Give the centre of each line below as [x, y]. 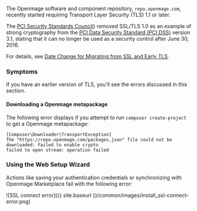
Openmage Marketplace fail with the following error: [69, 184]
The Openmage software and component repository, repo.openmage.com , [94, 9]
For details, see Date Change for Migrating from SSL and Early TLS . [88, 56]
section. [16, 91]
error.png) [19, 201]
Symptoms [22, 71]
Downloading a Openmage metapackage [57, 104]
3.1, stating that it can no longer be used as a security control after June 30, [98, 39]
